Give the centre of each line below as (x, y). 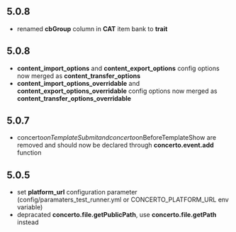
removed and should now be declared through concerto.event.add (115, 145)
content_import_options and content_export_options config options (118, 68)
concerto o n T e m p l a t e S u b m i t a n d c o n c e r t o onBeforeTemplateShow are (117, 138)
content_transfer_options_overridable (74, 98)
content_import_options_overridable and (78, 83)
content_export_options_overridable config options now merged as (117, 91)
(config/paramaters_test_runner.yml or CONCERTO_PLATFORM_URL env (123, 200)
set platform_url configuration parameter (77, 192)
